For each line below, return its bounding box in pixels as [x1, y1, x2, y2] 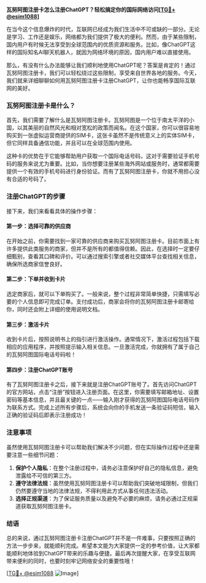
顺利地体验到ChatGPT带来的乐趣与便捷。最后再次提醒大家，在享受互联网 [11, 550, 196, 557]
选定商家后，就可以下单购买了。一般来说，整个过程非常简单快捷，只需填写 [6, 291, 194, 297]
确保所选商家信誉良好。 [6, 260, 66, 267]
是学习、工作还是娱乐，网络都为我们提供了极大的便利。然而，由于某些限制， [6, 33, 200, 40]
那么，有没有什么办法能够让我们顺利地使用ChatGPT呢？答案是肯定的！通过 [6, 61, 196, 69]
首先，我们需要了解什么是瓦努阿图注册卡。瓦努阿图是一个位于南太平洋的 [6, 116, 189, 124]
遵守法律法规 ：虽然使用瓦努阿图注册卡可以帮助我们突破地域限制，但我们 [15, 479, 198, 487]
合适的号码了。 [11, 175, 50, 183]
